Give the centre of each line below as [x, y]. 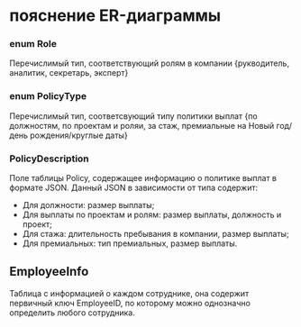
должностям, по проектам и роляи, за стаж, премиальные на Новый [142, 125]
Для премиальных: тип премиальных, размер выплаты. [130, 243]
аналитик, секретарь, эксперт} [69, 73]
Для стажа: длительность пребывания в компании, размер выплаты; [156, 234]
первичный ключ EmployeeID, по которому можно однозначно [130, 303]
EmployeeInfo [49, 272]
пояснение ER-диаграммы [115, 16]
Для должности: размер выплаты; [88, 205]
